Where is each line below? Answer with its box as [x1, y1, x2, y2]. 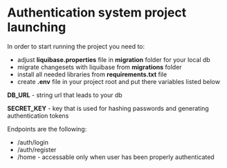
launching [7, 19, 66, 35]
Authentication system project [7, 5, 187, 21]
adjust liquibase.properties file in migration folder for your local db [17, 55, 211, 63]
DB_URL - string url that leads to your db [7, 91, 122, 99]
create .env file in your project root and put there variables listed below [17, 77, 220, 85]
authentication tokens [7, 112, 69, 120]
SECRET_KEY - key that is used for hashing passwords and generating [7, 104, 209, 112]
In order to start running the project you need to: [7, 42, 145, 50]
